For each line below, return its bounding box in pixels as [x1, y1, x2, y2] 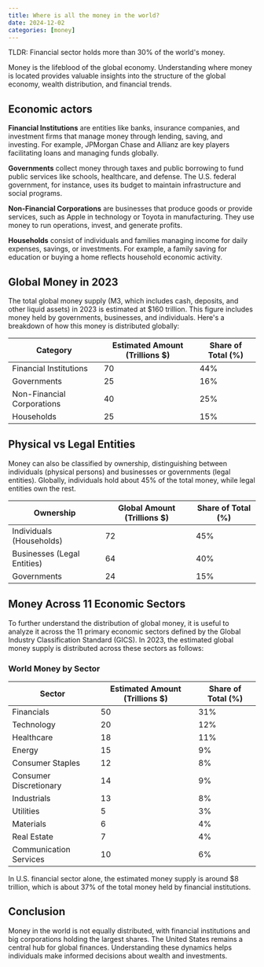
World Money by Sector [8, 663, 101, 674]
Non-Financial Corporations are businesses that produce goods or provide [8, 204, 253, 213]
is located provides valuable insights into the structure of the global [8, 72, 226, 81]
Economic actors [8, 102, 93, 116]
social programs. [8, 189, 63, 198]
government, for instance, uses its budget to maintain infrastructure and [8, 180, 241, 189]
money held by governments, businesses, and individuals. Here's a [8, 313, 225, 322]
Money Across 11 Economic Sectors [8, 597, 186, 611]
